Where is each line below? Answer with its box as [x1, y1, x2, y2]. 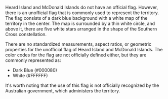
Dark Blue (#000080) [12, 67, 57, 73]
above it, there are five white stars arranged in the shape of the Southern [5, 26, 157, 32]
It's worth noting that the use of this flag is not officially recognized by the [5, 82, 159, 88]
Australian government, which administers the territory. [5, 88, 120, 93]
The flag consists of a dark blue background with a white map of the [5, 15, 148, 21]
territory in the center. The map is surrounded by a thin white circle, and [5, 20, 155, 26]
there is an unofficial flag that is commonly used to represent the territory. [5, 10, 159, 16]
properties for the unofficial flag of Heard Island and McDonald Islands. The [5, 47, 163, 52]
